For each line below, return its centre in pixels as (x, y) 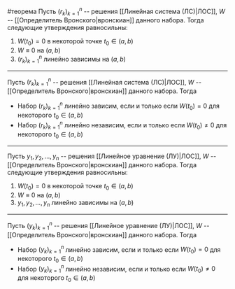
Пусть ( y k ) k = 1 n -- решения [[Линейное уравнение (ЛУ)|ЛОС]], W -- (108, 226)
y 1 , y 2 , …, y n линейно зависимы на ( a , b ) (76, 204)
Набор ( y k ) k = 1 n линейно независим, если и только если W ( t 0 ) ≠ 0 (116, 269)
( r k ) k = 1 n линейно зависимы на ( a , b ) (71, 59)
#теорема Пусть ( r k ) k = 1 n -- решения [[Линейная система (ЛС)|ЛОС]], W (116, 12)
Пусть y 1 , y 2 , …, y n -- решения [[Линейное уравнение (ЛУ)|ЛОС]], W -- (112, 157)
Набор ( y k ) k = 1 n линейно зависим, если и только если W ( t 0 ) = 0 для (119, 249)
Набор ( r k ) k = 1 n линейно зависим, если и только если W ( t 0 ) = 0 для (119, 106)
